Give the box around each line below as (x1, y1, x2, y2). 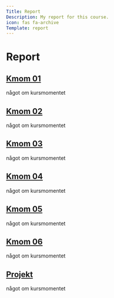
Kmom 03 (6, 139, 43, 149)
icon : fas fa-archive (6, 19, 59, 25)
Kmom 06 (6, 236, 43, 247)
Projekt (6, 269, 33, 279)
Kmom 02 (6, 106, 43, 116)
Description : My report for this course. (6, 14, 109, 20)
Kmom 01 (6, 73, 41, 83)
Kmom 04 (6, 172, 43, 182)
